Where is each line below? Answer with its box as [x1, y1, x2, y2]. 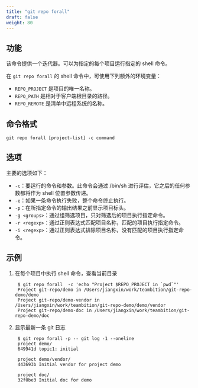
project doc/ [17, 371, 50, 378]
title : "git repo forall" [6, 8, 70, 15]
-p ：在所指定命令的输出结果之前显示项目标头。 [14, 204, 129, 211]
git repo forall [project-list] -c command [6, 135, 115, 141]
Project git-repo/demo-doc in [17, 307, 92, 313]
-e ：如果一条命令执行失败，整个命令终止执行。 [14, 197, 129, 204]
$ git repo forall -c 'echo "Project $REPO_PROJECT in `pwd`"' [17, 281, 179, 287]
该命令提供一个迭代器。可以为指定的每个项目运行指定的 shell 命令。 [6, 60, 171, 67]
